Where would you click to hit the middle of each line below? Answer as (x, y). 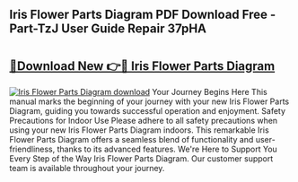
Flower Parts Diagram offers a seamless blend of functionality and (131, 139)
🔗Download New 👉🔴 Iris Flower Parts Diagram (142, 66)
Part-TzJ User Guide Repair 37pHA (108, 29)
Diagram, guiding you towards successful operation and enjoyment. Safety (147, 111)
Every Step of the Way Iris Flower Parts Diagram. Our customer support (141, 159)
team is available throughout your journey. (87, 168)
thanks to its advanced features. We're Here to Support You (167, 149)
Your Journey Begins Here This (210, 92)
